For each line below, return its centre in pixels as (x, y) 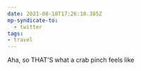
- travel (20, 40)
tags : (15, 33)
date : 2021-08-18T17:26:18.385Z (55, 14)
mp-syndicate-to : (33, 20)
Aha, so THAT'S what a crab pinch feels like (71, 60)
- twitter (28, 27)
